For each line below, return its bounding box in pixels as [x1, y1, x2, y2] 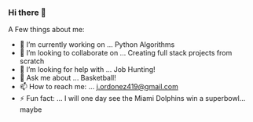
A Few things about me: [8, 25, 85, 34]
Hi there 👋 [8, 7, 47, 18]
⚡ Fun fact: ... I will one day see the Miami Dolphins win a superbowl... [19, 94, 246, 103]
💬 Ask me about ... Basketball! [19, 74, 116, 83]
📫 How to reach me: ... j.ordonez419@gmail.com [19, 82, 179, 91]
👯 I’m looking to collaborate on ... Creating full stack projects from [19, 48, 233, 58]
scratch [19, 56, 45, 66]
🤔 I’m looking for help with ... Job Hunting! [19, 65, 156, 74]
